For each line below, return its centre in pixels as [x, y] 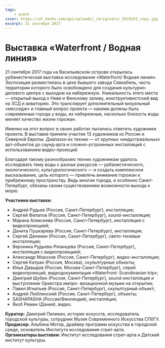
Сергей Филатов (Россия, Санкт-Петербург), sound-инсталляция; [82, 215]
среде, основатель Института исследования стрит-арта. [65, 330]
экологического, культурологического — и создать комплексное [74, 170]
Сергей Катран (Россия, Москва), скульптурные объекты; [74, 263]
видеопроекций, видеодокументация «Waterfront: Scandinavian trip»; [85, 273]
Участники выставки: [28, 200]
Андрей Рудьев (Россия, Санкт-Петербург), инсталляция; [73, 210]
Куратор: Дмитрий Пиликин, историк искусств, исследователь [72, 314]
